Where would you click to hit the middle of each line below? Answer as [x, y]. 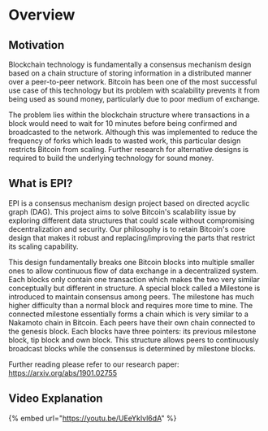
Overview [42, 15]
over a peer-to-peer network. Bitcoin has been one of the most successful [133, 82]
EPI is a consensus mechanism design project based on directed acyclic [129, 203]
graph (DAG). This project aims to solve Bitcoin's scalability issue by [122, 211]
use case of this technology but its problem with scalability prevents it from [134, 90]
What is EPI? [41, 183]
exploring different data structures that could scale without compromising [132, 220]
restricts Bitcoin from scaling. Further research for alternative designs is [129, 149]
